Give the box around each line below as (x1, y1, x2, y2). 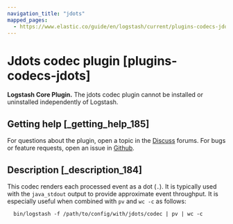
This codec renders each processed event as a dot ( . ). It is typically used (7, 182, 217, 191)
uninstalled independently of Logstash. (7, 98, 119, 106)
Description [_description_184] (7, 164, 142, 175)
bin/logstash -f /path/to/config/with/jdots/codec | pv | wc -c (13, 210, 203, 217)
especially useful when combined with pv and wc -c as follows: (7, 197, 187, 205)
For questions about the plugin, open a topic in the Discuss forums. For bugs (7, 137, 226, 145)
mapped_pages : (7, 17, 49, 24)
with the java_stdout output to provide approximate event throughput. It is (7, 189, 218, 198)
